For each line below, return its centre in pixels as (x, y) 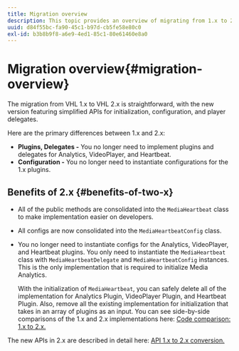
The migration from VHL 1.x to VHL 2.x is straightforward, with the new (111, 104)
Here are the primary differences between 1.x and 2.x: (86, 133)
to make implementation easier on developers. (86, 217)
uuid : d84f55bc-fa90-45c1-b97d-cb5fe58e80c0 (74, 27)
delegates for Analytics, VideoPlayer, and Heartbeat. (95, 155)
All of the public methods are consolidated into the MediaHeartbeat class (123, 209)
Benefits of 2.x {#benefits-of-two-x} (90, 192)
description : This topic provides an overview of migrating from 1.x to (117, 21)
